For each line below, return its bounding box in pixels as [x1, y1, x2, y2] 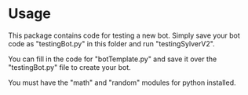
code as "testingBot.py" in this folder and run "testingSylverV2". [8, 38, 215, 48]
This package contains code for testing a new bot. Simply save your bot [8, 31, 241, 40]
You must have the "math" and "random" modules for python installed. [8, 78, 237, 87]
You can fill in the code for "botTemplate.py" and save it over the [8, 54, 217, 64]
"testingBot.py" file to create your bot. [8, 62, 131, 71]
